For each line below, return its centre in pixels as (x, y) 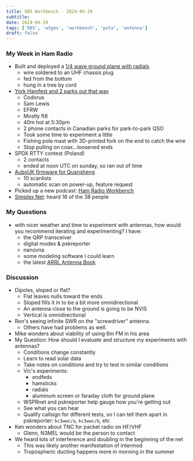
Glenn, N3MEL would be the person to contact (79, 433)
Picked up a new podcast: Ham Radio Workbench (74, 191)
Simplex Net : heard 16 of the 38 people (62, 197)
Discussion (23, 277)
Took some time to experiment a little (68, 135)
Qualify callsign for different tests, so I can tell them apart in (95, 414)
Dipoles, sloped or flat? (42, 290)
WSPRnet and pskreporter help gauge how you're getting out (97, 402)
